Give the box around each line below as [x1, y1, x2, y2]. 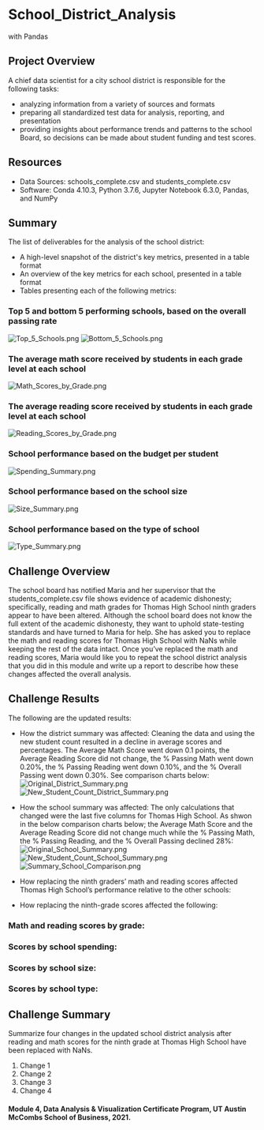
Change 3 [19, 1078, 52, 1087]
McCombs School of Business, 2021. [8, 1112, 132, 1122]
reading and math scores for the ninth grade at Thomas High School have [8, 1037, 247, 1047]
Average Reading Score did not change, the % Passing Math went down [19, 753, 254, 763]
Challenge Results [8, 693, 100, 706]
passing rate [8, 316, 58, 327]
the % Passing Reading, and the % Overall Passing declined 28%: [19, 835, 234, 846]
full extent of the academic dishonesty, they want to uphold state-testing [8, 618, 244, 629]
